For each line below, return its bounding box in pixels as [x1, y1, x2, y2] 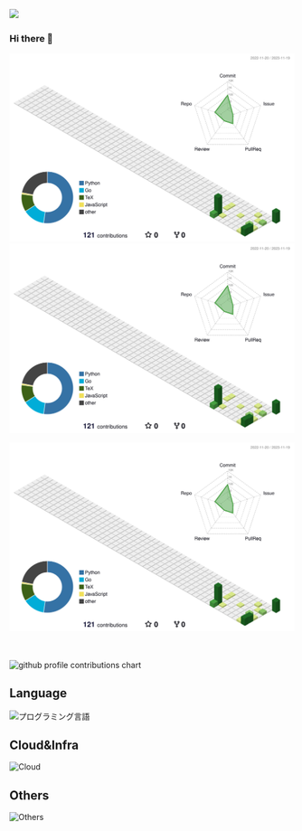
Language [9, 685, 68, 701]
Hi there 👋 [9, 32, 54, 44]
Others [9, 788, 50, 803]
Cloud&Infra [9, 738, 80, 753]
